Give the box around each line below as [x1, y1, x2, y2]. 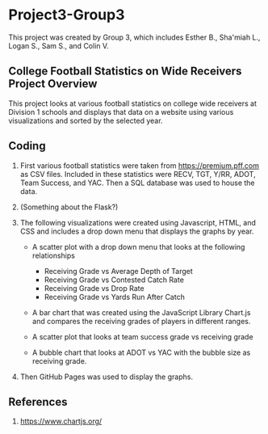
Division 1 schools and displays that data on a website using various [8, 107, 234, 116]
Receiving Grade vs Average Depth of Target [44, 266, 194, 276]
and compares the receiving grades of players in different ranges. [31, 316, 251, 326]
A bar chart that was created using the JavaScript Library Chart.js [31, 307, 251, 317]
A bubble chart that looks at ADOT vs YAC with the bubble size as [31, 348, 251, 357]
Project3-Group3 [8, 6, 125, 24]
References [8, 394, 68, 409]
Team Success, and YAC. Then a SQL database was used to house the [19, 178, 256, 188]
